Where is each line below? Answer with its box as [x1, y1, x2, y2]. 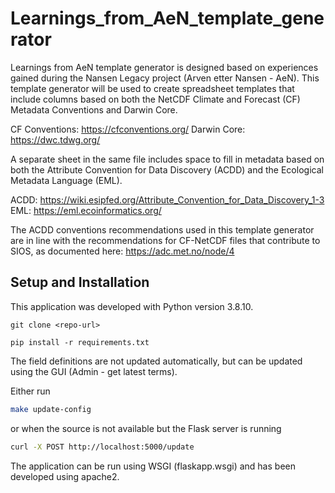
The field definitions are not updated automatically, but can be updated [10, 355, 303, 367]
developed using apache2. [10, 470, 120, 482]
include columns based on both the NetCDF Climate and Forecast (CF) [10, 93, 301, 105]
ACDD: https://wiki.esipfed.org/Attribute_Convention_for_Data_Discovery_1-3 [10, 193, 325, 206]
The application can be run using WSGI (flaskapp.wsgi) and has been [10, 460, 296, 472]
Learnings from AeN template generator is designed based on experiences [10, 61, 319, 73]
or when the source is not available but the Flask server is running [10, 422, 282, 434]
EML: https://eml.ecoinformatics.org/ [10, 204, 162, 216]
